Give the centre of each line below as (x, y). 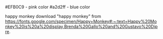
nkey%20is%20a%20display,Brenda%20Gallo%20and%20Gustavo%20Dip (81, 26)
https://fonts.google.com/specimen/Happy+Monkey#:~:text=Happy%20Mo (81, 21)
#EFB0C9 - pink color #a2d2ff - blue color (48, 7)
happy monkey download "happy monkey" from (53, 16)
